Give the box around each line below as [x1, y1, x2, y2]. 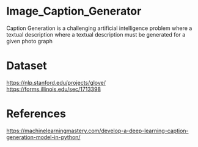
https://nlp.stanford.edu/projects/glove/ [6, 79, 106, 86]
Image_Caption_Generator [6, 4, 142, 18]
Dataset [6, 59, 47, 73]
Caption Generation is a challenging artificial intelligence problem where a [6, 24, 193, 32]
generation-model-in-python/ [6, 133, 81, 141]
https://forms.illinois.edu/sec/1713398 [6, 85, 101, 93]
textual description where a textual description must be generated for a [6, 30, 186, 38]
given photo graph [6, 37, 53, 45]
